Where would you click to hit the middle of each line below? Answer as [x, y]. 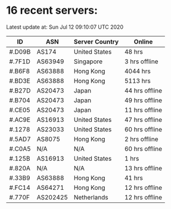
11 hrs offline [143, 110]
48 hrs [133, 51]
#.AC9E [20, 119]
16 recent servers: [52, 10]
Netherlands [91, 197]
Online [143, 41]
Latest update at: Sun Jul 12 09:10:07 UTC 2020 [65, 27]
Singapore [88, 62]
